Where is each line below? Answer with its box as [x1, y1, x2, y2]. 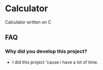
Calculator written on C [5, 19, 51, 25]
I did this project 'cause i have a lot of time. [12, 59, 99, 65]
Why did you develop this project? [5, 48, 87, 55]
